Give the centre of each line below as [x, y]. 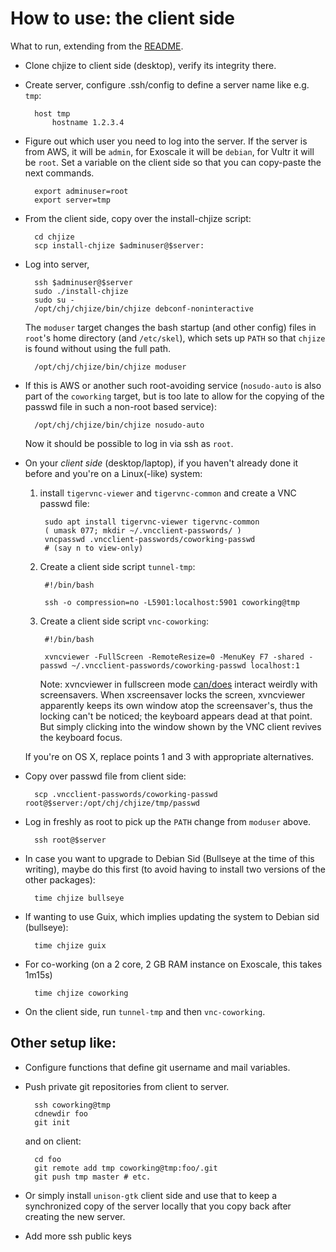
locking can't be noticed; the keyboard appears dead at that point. [176, 716]
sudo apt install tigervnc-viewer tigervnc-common [152, 522]
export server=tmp [72, 200]
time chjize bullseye [79, 898]
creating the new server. [75, 1216]
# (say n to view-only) [94, 548]
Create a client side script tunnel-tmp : [117, 566]
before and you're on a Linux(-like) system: [113, 473]
